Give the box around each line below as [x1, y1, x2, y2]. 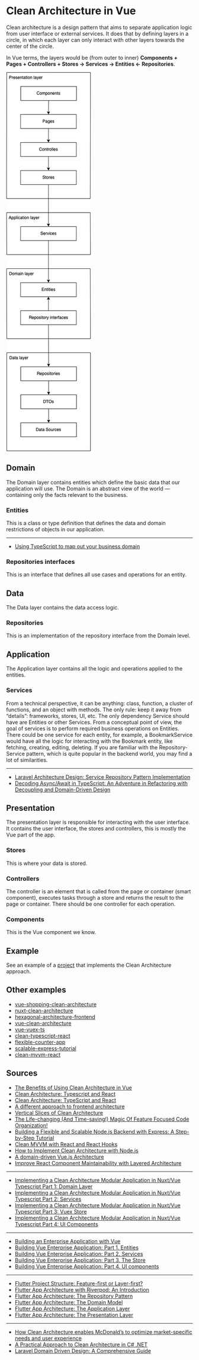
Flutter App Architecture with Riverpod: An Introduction [14, 1286, 150, 1293]
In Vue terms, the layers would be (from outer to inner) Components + [6, 54, 178, 61]
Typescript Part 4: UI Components [14, 1220, 99, 1227]
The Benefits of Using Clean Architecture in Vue [14, 1084, 132, 1091]
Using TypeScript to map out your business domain [14, 543, 140, 550]
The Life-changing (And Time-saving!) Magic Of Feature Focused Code [14, 1115, 190, 1122]
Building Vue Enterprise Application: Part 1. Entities [14, 1244, 139, 1251]
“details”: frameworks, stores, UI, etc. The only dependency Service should [6, 712, 190, 719]
